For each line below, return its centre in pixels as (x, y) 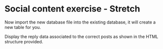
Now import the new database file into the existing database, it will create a (80, 22)
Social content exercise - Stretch (72, 9)
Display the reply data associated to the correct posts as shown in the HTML (81, 37)
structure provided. (24, 41)
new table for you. (23, 27)
